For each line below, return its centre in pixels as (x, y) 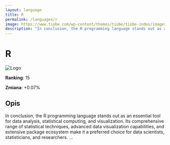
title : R (14, 15)
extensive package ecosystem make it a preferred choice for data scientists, (85, 132)
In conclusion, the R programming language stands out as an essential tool (83, 116)
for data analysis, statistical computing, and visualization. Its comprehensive (85, 121)
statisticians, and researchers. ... (39, 137)
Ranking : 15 (18, 78)
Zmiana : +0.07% (23, 88)
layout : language (24, 10)
